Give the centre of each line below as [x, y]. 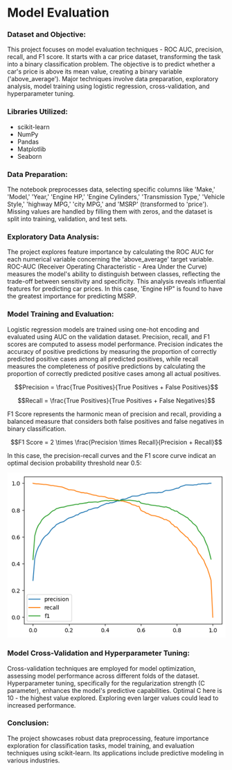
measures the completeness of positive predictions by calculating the [106, 366]
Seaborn [29, 156]
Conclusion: [28, 723]
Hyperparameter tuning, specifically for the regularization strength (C [106, 683]
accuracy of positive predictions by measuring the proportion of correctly [112, 351]
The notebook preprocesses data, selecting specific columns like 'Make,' [111, 189]
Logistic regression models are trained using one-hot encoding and [103, 329]
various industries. [34, 760]
